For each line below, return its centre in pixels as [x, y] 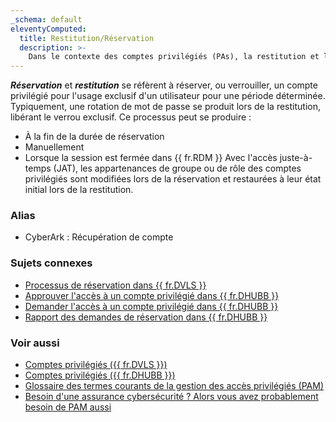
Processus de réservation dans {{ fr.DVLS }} [115, 285]
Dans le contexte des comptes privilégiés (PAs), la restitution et [174, 57]
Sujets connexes [51, 263]
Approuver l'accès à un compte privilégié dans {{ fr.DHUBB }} [152, 295]
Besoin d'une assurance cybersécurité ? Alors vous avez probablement [171, 397]
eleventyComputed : [48, 29]
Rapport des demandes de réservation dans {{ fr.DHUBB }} [146, 317]
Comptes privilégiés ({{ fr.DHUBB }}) [100, 375]
